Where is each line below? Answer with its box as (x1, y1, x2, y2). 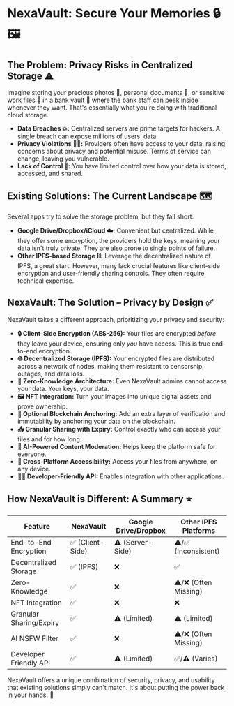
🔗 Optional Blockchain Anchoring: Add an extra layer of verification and (17, 409, 226, 418)
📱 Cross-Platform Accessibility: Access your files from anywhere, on (17, 457, 218, 465)
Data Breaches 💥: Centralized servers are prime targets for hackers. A (17, 124, 221, 133)
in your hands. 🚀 (7, 691, 54, 699)
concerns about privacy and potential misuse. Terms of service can (17, 147, 211, 155)
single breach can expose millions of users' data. (17, 132, 158, 140)
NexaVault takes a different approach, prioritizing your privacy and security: (7, 315, 225, 323)
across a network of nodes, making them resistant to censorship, (17, 362, 204, 370)
